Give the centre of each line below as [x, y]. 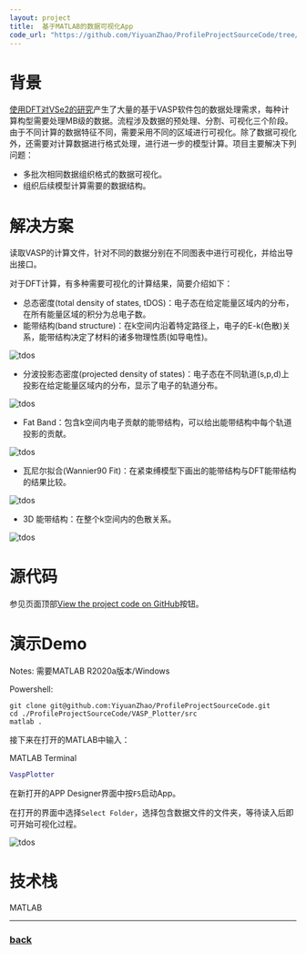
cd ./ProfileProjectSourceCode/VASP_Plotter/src [103, 714]
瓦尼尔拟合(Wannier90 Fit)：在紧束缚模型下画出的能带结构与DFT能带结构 [159, 471]
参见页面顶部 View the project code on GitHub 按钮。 [107, 604]
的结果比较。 [46, 482]
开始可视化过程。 [49, 824]
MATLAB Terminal [43, 758]
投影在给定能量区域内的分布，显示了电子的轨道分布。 [122, 386]
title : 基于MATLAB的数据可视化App [71, 26]
